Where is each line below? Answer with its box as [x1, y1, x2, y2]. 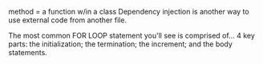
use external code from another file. [8, 15, 127, 25]
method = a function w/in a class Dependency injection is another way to [8, 7, 250, 16]
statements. [8, 48, 48, 57]
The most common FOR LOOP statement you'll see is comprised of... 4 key [8, 31, 255, 40]
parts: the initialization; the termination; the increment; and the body [8, 39, 233, 49]
